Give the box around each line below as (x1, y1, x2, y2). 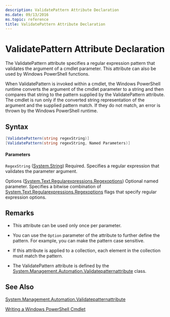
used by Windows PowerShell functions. (5, 71, 90, 77)
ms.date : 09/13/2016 (5, 12, 49, 17)
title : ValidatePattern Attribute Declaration (5, 21, 106, 27)
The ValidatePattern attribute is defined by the (12, 262, 109, 269)
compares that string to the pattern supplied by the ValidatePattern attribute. (5, 92, 165, 98)
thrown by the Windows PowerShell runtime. (5, 108, 98, 114)
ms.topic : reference (5, 17, 49, 22)
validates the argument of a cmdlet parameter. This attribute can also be (5, 65, 156, 72)
